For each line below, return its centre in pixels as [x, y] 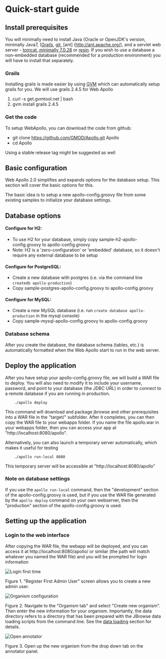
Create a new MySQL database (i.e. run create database [70, 311]
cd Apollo [22, 143]
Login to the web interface [37, 535]
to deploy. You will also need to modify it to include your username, [74, 383]
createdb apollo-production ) [42, 283]
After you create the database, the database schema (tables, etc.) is [75, 345]
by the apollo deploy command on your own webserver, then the [72, 500]
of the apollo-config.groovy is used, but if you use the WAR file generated [81, 495]
